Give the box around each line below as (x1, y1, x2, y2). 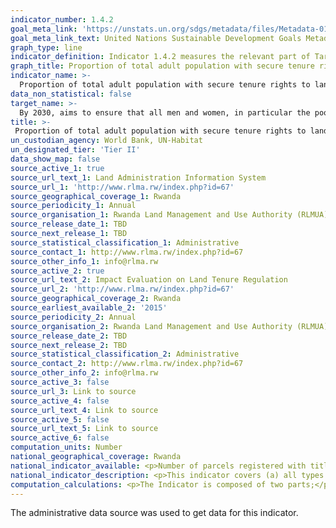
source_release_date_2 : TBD (10, 331, 128, 341)
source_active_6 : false (10, 433, 110, 443)
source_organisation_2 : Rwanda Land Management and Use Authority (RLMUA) (10, 321, 329, 331)
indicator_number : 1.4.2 (10, 14, 114, 25)
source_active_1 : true (10, 163, 105, 173)
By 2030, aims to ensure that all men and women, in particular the (19, 107, 311, 118)
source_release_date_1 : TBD (10, 219, 128, 230)
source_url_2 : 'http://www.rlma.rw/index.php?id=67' (10, 284, 235, 295)
